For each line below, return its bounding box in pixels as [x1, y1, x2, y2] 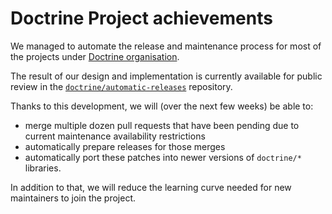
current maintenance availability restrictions [24, 130, 206, 142]
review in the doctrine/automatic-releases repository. [10, 80, 233, 92]
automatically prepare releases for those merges [24, 140, 226, 152]
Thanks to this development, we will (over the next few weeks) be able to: [10, 100, 314, 112]
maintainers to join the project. [10, 192, 137, 204]
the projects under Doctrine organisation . [10, 50, 180, 62]
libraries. [24, 162, 62, 174]
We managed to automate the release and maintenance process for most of [10, 40, 322, 52]
